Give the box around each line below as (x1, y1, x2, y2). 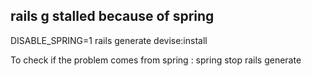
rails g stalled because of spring (10, 8, 215, 25)
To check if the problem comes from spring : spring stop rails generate (10, 54, 302, 66)
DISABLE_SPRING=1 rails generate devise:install (10, 34, 208, 46)
